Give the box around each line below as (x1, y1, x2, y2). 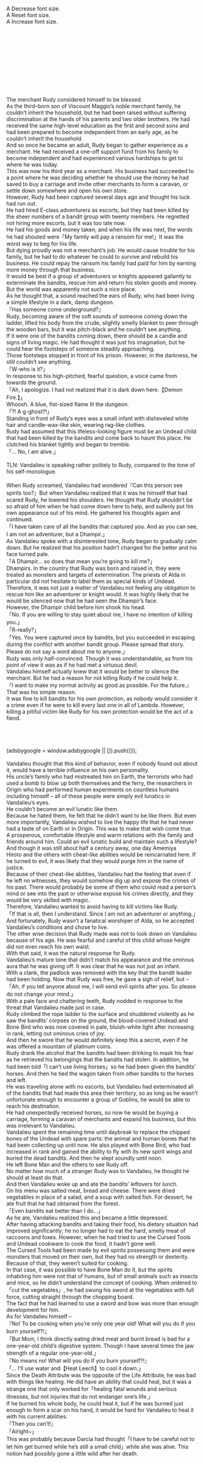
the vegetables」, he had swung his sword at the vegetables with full (21, 1286, 194, 1294)
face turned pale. (6, 550, 50, 558)
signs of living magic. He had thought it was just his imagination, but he (6, 339, 185, 346)
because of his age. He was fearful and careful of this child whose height (6, 936, 191, 944)
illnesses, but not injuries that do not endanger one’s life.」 (6, 1393, 153, 1400)
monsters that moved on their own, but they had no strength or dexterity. (6, 1253, 189, 1260)
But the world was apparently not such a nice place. (6, 286, 137, 292)
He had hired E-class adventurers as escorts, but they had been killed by (6, 207, 189, 213)
